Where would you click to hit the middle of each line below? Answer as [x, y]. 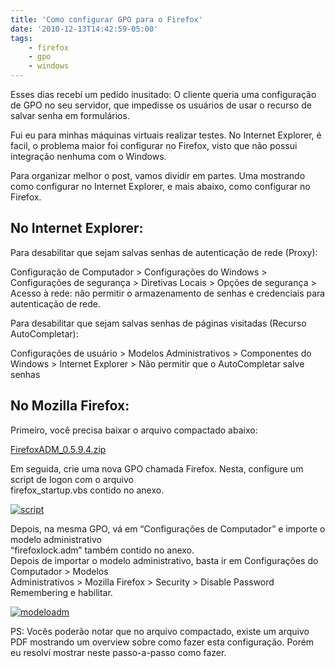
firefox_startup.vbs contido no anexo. [87, 490]
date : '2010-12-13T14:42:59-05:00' [84, 29]
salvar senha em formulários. [70, 115]
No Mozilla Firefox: [70, 406]
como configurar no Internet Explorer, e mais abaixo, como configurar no [160, 186]
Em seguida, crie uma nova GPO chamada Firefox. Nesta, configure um [157, 468]
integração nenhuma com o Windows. [88, 156]
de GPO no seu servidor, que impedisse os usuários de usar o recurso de [161, 105]
